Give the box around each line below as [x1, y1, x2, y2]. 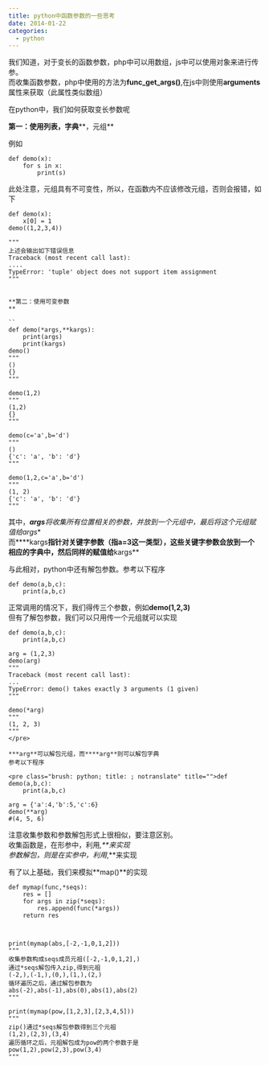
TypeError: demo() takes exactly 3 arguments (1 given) [8, 685, 199, 693]
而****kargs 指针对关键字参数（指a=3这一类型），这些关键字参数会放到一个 [8, 537, 255, 547]
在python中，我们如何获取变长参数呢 [8, 105, 130, 114]
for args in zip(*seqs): [22, 898, 106, 906]
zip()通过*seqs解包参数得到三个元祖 [8, 1023, 116, 1031]
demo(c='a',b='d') [8, 431, 70, 440]
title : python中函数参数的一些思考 [8, 11, 115, 20]
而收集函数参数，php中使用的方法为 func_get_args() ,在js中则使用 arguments [8, 77, 261, 87]
